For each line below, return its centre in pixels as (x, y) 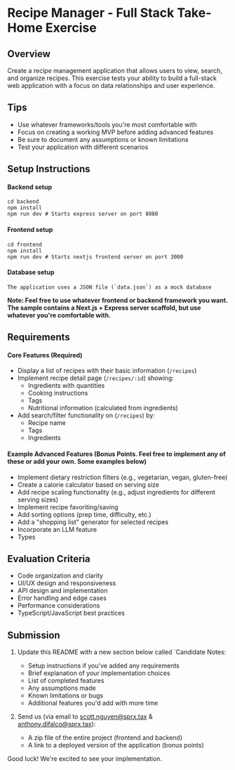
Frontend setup (30, 229)
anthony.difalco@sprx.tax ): (56, 724)
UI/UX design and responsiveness (67, 583)
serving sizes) (38, 500)
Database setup (31, 273)
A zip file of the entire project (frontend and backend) (105, 738)
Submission (34, 635)
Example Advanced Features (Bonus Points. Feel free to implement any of (116, 454)
